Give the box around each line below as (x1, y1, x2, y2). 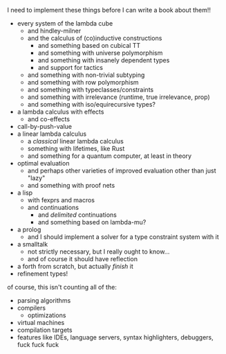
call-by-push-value (17, 123, 73, 130)
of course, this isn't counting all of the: (7, 283, 117, 291)
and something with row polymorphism (27, 78, 140, 86)
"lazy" (27, 174, 46, 182)
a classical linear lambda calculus (27, 137, 124, 145)
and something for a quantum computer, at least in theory (27, 152, 192, 160)
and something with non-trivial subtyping (27, 71, 145, 79)
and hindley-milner (27, 27, 82, 35)
